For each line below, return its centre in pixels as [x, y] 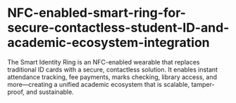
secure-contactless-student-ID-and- [118, 28]
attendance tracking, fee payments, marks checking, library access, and [112, 77]
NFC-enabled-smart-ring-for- [97, 13]
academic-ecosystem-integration [108, 43]
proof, [16, 92]
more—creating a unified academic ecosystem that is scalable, [99, 84]
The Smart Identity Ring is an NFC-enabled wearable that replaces [104, 62]
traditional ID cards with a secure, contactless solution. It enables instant [113, 69]
